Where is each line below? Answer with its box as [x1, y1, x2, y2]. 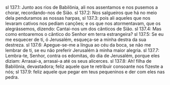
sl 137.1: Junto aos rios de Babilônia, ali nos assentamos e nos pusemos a [5, 5, 158, 10]
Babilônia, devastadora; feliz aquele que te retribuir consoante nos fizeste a [5, 63, 163, 69]
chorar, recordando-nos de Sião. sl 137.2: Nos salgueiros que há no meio [5, 10, 157, 16]
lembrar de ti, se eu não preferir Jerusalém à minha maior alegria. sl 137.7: [5, 48, 160, 53]
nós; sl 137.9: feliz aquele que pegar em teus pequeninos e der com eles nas [5, 69, 165, 75]
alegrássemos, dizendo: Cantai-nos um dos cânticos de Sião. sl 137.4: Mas [5, 26, 161, 32]
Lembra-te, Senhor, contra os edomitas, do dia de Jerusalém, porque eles [5, 53, 160, 59]
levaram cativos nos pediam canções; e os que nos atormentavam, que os [5, 20, 161, 26]
